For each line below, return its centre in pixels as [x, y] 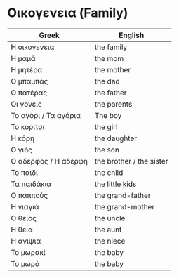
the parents [113, 104]
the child [109, 172]
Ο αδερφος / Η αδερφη [49, 161]
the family [111, 47]
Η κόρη [23, 138]
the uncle [110, 218]
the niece [110, 241]
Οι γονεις [26, 104]
